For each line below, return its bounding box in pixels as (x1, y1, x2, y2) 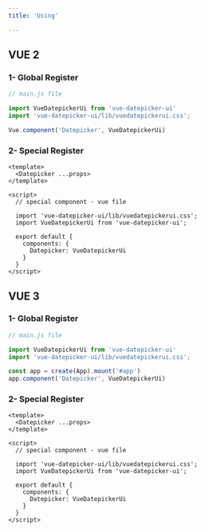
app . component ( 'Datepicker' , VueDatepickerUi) (8, 375, 166, 383)
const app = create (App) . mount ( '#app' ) (8, 367, 141, 375)
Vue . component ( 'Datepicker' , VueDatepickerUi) (8, 126, 166, 134)
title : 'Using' (8, 11, 59, 20)
